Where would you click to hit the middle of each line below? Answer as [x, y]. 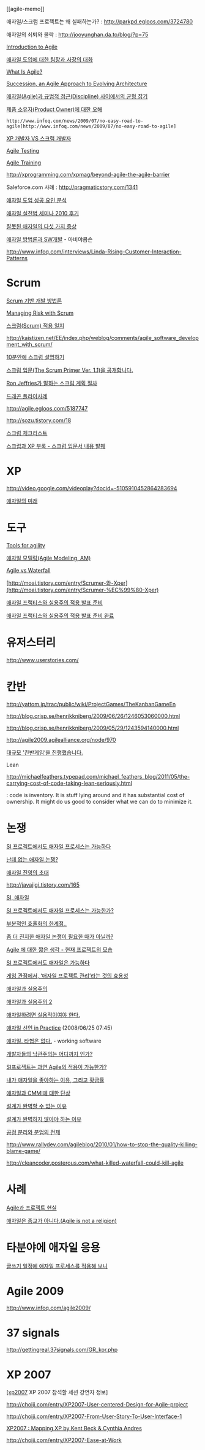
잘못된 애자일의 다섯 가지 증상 [42, 226]
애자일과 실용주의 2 [29, 1001]
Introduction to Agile [32, 47]
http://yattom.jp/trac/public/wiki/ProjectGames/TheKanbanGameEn [91, 704]
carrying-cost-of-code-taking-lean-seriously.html [69, 783]
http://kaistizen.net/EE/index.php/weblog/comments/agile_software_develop [102, 337]
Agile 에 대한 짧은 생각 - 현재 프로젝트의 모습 [60, 949]
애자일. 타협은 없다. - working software [54, 1041]
